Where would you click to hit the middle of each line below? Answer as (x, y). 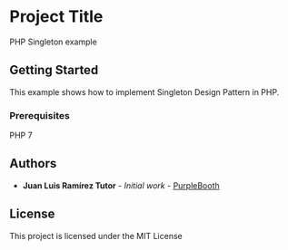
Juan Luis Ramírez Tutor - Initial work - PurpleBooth (121, 185)
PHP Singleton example (53, 42)
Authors (33, 163)
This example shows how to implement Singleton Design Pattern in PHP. (144, 91)
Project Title (56, 17)
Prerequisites (40, 115)
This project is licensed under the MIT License (96, 236)
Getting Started (54, 70)
